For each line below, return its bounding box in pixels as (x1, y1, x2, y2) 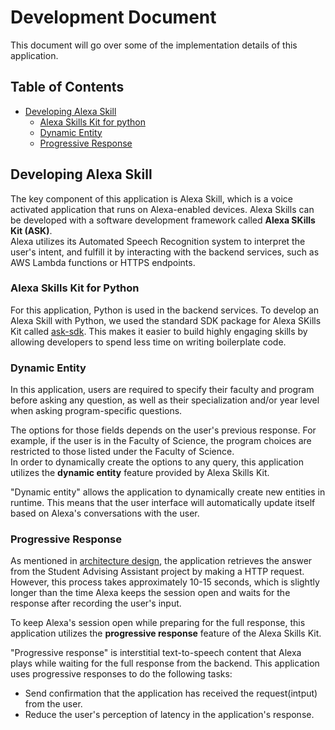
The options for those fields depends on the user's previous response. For (10, 424, 317, 436)
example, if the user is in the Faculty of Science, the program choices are (10, 435, 312, 447)
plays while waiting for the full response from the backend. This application (10, 657, 320, 670)
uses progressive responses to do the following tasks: (10, 668, 233, 680)
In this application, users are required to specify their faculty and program (10, 384, 315, 396)
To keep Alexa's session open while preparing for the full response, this (10, 617, 306, 629)
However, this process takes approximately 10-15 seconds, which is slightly (10, 576, 320, 588)
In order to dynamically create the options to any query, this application (10, 456, 304, 468)
